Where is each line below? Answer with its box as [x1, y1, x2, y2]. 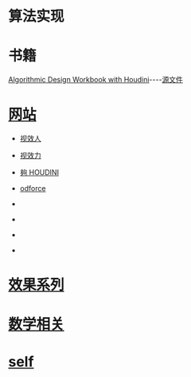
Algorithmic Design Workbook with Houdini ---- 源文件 [8, 75, 183, 85]
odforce [19, 184, 46, 193]
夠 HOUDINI [19, 168, 60, 177]
